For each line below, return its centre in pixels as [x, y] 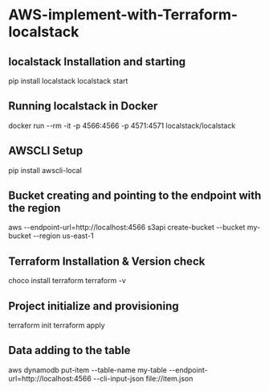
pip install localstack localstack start [68, 81]
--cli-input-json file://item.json [143, 378]
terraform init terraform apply [57, 325]
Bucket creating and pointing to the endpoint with [135, 196]
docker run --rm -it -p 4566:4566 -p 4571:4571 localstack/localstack [122, 126]
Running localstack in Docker [83, 106]
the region [35, 208]
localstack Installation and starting [97, 62]
